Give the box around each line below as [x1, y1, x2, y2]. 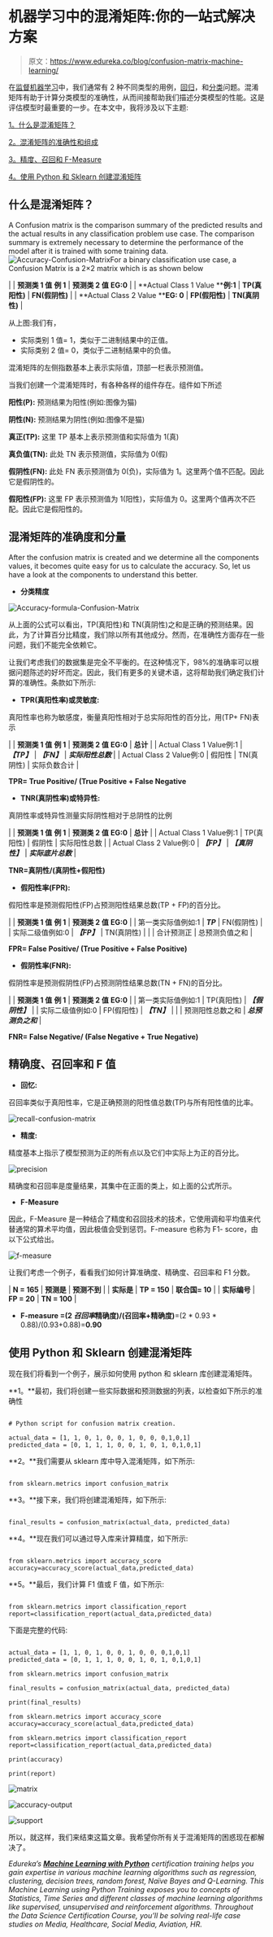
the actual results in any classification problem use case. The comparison [8, 229, 255, 239]
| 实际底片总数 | [24, 848, 77, 857]
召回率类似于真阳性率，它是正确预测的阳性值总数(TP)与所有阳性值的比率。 [8, 1098, 258, 1107]
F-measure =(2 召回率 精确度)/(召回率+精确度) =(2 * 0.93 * [19, 1311, 217, 1321]
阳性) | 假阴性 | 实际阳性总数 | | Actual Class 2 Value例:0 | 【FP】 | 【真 [8, 838, 245, 848]
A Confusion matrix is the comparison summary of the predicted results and [8, 220, 262, 230]
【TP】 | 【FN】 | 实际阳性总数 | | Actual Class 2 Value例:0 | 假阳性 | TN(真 [8, 750, 258, 760]
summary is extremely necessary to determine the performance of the [8, 237, 244, 247]
